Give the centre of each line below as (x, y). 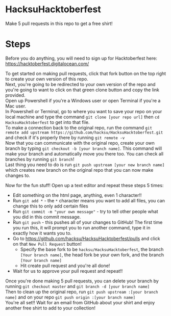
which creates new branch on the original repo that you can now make (79, 170)
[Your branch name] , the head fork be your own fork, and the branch (92, 255)
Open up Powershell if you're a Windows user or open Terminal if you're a (83, 100)
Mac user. (16, 106)
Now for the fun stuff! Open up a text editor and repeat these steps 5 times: (84, 185)
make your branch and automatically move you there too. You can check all (84, 153)
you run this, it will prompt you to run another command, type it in (81, 227)
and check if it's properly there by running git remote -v (65, 137)
